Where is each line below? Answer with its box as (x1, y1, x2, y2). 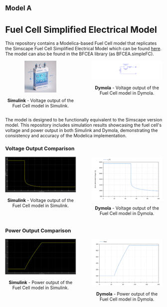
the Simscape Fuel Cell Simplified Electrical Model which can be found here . (5, 46, 162, 52)
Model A (5, 4, 32, 12)
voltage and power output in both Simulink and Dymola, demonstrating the (5, 127, 158, 133)
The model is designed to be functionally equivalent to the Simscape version (5, 117, 163, 123)
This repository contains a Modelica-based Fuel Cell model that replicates (5, 40, 157, 46)
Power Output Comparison (5, 227, 71, 234)
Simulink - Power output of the (8, 279, 73, 285)
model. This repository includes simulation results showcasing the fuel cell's (5, 122, 162, 128)
